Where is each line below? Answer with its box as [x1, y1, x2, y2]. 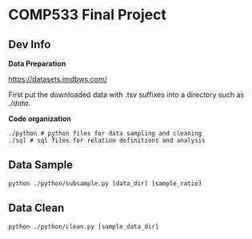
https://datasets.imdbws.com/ [8, 75, 108, 83]
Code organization [8, 114, 72, 124]
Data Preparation [8, 59, 66, 68]
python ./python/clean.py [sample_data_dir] [8, 222, 159, 230]
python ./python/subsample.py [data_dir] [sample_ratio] [8, 179, 202, 188]
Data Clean [8, 201, 65, 215]
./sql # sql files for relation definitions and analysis [8, 136, 206, 144]
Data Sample [8, 158, 74, 172]
